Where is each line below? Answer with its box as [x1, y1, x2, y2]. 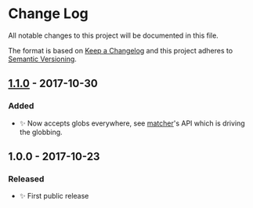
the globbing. [19, 127, 63, 137]
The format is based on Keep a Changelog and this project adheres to [8, 46, 233, 55]
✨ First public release [19, 192, 89, 201]
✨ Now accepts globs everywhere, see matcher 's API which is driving [19, 119, 245, 128]
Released [8, 173, 45, 184]
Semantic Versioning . [8, 54, 77, 64]
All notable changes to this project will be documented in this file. [8, 31, 219, 40]
